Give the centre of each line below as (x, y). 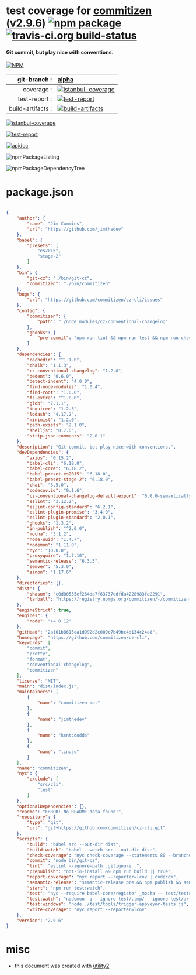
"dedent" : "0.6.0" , (51, 376)
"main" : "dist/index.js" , (48, 686)
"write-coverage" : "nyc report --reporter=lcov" (87, 910)
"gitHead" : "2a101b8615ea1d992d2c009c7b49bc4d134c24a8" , (87, 632)
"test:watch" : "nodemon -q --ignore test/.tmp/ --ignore (97, 899)
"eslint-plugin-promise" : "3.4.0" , (70, 512)
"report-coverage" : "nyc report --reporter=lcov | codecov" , (103, 877)
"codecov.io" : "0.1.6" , (56, 490)
